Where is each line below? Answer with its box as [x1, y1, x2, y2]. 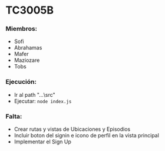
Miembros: [5, 25, 38, 33]
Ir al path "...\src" [14, 91, 55, 98]
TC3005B [5, 4, 54, 17]
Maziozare [14, 57, 40, 64]
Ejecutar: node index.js [14, 97, 72, 104]
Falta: [5, 112, 22, 120]
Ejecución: [5, 78, 37, 86]
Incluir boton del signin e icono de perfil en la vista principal [14, 132, 160, 139]
